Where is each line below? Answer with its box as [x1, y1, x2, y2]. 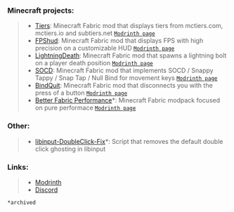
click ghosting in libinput [34, 145, 106, 153]
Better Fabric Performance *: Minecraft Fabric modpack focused [34, 96, 221, 105]
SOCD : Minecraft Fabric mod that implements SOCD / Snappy [34, 66, 214, 75]
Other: [7, 121, 30, 131]
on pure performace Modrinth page [34, 104, 136, 112]
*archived [7, 199, 37, 206]
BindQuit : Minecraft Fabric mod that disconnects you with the [34, 81, 213, 90]
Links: [7, 162, 29, 172]
